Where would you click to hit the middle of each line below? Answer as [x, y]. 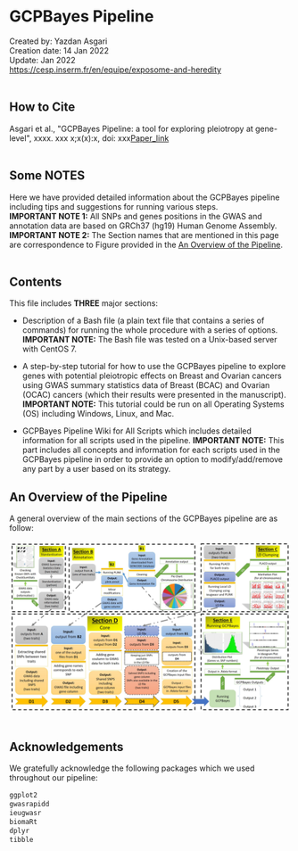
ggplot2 [24, 796]
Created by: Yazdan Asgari [58, 41]
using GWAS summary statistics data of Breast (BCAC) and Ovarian [146, 385]
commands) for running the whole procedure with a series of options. [150, 330]
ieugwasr [25, 814]
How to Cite [42, 107]
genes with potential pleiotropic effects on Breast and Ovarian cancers [152, 376]
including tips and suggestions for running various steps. [114, 206]
